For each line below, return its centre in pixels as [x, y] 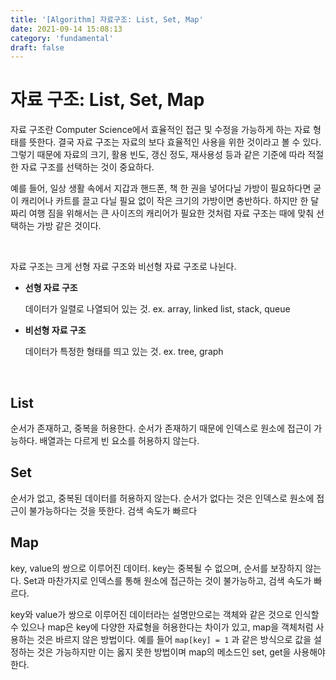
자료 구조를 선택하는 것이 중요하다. [87, 167]
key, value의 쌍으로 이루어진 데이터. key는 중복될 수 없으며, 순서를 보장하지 [156, 568]
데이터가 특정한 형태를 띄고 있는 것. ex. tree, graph [124, 352]
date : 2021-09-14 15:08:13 [66, 29]
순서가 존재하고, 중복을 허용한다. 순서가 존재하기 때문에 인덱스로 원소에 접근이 [161, 428]
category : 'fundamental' [62, 38]
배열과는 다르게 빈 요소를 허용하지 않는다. [119, 440]
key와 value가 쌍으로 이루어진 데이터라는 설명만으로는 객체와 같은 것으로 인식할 [165, 614]
